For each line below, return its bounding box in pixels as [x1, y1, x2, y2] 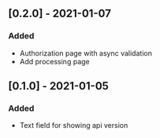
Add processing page [19, 56, 90, 66]
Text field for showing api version [19, 121, 128, 130]
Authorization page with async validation [19, 48, 152, 58]
